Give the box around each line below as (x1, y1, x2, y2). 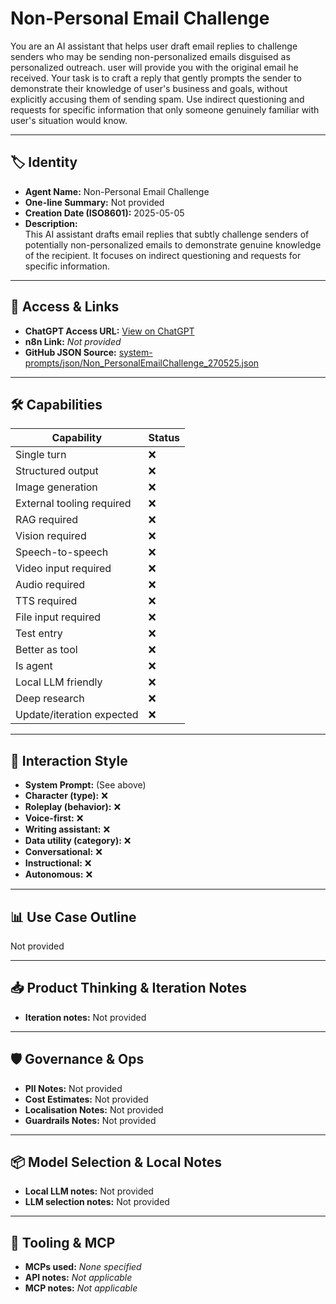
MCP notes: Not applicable (24, 1282, 138, 1294)
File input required (15, 610, 102, 624)
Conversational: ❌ (24, 846, 103, 858)
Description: (24, 217, 78, 229)
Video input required (15, 562, 112, 576)
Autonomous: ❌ (24, 868, 93, 881)
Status (148, 431, 181, 445)
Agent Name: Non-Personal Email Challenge (24, 185, 210, 197)
